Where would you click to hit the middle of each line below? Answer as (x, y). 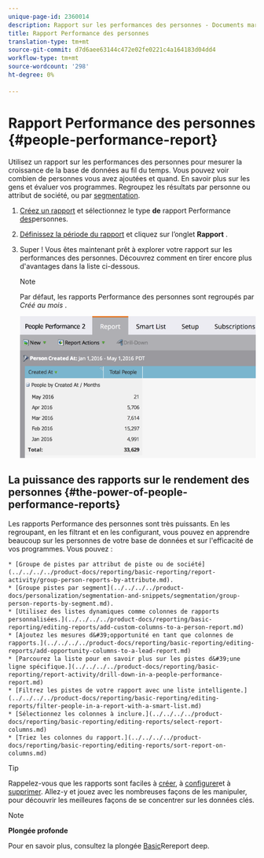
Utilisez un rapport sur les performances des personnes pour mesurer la (125, 162)
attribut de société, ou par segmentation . (74, 195)
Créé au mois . (43, 305)
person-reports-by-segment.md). (61, 604)
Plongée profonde (38, 830)
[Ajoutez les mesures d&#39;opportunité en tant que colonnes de (125, 635)
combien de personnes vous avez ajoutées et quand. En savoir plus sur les (129, 178)
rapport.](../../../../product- (148, 737)
